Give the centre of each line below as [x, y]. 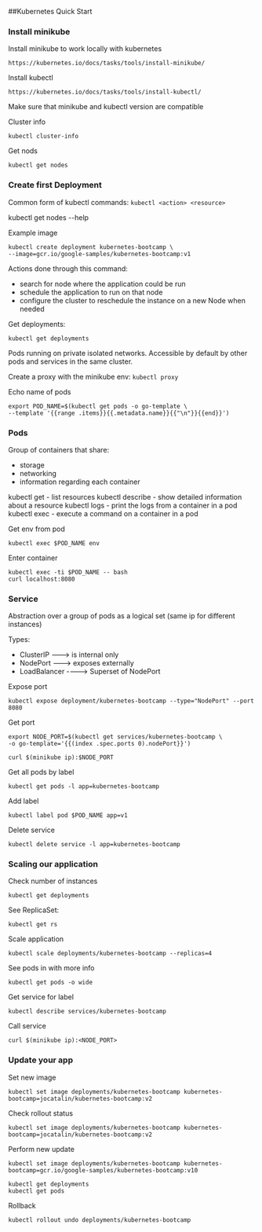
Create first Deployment [55, 185]
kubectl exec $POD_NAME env [54, 543]
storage [32, 465]
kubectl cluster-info [44, 137]
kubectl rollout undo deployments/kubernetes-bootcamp [100, 1220]
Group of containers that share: [59, 449]
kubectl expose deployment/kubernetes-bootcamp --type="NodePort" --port [131, 701]
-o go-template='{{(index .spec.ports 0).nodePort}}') [100, 744]
